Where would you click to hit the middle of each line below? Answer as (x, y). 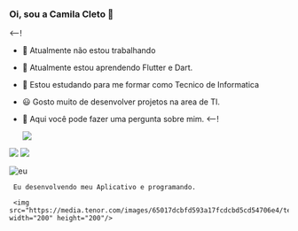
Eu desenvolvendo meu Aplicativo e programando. (105, 188)
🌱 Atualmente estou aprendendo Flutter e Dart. (107, 68)
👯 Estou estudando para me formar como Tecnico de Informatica (141, 85)
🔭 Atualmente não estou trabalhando (89, 50)
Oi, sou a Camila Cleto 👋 (62, 14)
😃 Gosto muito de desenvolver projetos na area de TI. (121, 102)
